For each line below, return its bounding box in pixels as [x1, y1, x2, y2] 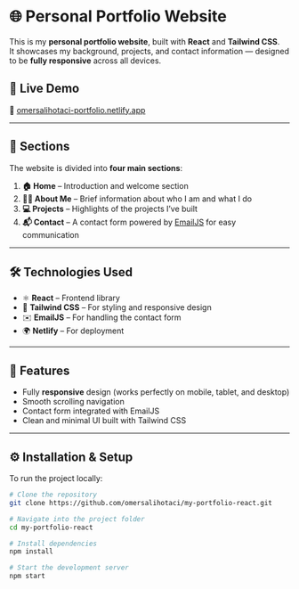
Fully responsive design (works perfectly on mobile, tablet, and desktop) [21, 387, 290, 397]
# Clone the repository [9, 490, 98, 499]
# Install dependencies [9, 539, 98, 548]
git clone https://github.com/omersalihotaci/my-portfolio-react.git [9, 498, 273, 507]
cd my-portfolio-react [9, 523, 93, 532]
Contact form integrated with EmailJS [21, 405, 160, 416]
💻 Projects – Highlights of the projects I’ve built [21, 203, 198, 214]
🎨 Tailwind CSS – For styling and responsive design [21, 302, 212, 313]
